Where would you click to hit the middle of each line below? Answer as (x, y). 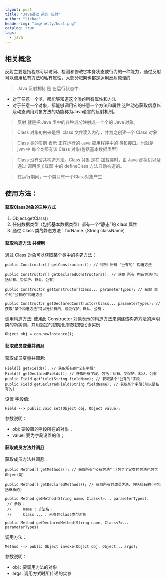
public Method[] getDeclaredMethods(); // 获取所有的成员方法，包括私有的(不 (81, 484)
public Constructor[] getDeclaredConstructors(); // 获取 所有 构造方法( (80, 275)
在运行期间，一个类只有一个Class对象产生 (60, 176)
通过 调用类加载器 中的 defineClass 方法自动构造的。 (71, 166)
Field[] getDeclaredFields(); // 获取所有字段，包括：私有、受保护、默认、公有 (81, 373)
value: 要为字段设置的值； (39, 435)
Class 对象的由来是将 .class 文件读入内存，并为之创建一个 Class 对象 (87, 132)
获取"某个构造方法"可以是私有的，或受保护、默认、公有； (55, 309)
